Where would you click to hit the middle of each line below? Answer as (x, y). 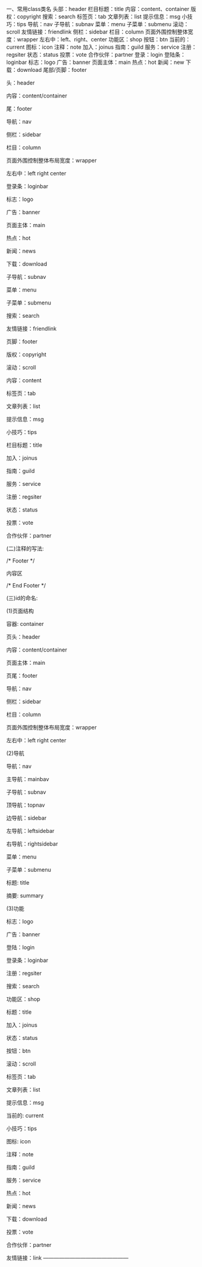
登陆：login (21, 947)
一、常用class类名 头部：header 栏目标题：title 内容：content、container (98, 9)
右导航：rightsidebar (32, 844)
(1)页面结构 (20, 611)
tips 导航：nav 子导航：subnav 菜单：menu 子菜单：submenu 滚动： (103, 24)
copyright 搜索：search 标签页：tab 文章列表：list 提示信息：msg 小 (102, 16)
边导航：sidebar (26, 818)
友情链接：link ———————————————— (68, 1258)
